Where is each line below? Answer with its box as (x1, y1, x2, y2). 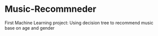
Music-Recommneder (4, 3, 97, 15)
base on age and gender (4, 25, 55, 31)
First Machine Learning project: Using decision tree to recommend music (4, 20, 154, 26)
